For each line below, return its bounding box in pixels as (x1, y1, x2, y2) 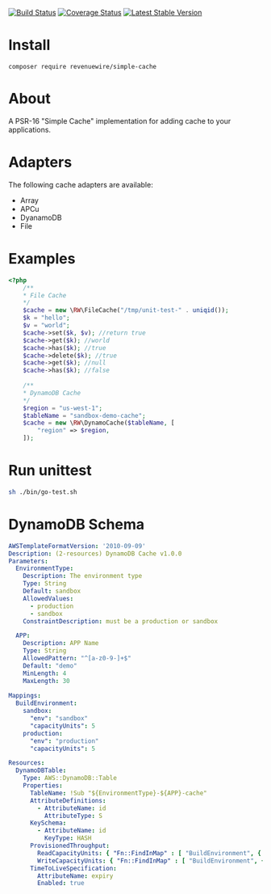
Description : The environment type (23, 572, 143, 580)
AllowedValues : (23, 594, 74, 602)
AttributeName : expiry (37, 871, 114, 880)
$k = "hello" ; (23, 314, 70, 323)
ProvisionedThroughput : (29, 841, 110, 850)
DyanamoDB (19, 213, 62, 222)
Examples (8, 250, 76, 268)
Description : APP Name (23, 639, 99, 647)
